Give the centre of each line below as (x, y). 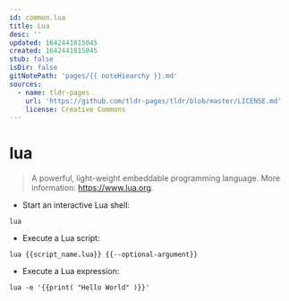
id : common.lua (38, 17)
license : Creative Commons (76, 109)
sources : (25, 84)
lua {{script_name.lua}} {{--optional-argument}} (104, 255)
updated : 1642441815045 (54, 43)
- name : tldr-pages (54, 92)
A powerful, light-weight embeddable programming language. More (156, 178)
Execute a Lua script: (61, 238)
